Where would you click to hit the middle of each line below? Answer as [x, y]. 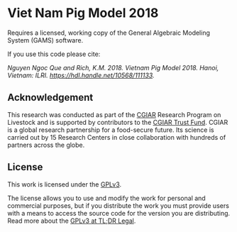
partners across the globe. [46, 145]
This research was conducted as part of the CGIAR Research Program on [114, 114]
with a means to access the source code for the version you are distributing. [119, 213]
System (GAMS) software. [45, 40]
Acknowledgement [50, 98]
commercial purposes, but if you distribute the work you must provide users [118, 205]
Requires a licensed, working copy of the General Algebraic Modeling [109, 33]
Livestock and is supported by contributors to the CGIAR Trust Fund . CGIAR [118, 122]
